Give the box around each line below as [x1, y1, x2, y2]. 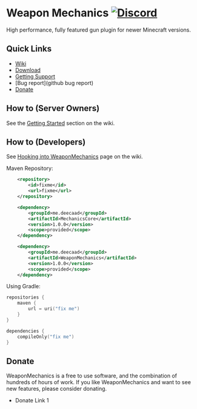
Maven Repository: [6, 164, 53, 172]
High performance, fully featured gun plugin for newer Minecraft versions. [6, 26, 191, 33]
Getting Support [15, 73, 56, 80]
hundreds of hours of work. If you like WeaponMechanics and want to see [6, 379, 191, 386]
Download [15, 66, 41, 73]
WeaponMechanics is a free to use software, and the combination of [6, 372, 178, 379]
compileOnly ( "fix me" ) [17, 334, 75, 340]
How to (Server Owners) [6, 103, 100, 113]
